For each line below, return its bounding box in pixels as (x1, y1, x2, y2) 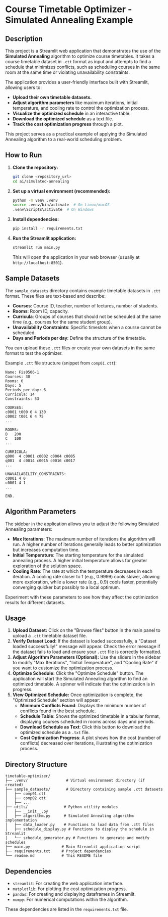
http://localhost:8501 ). (12, 259, 63, 265)
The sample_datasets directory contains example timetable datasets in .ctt (5, 287, 161, 294)
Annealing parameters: (5, 526, 53, 532)
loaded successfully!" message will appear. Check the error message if (12, 644, 160, 650)
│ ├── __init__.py (5, 809, 49, 814)
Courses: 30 (5, 374, 30, 379)
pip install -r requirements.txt (12, 226, 83, 231)
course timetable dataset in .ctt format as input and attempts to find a (5, 59, 151, 64)
